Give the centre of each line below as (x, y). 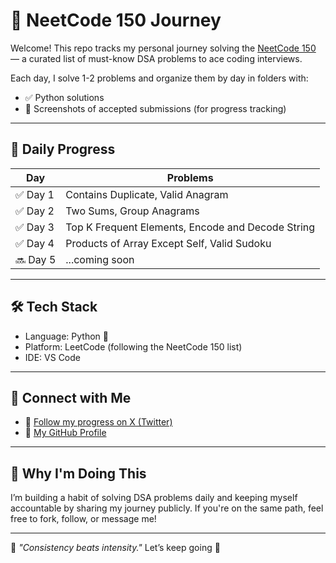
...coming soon (100, 259)
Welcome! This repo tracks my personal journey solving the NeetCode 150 (163, 48)
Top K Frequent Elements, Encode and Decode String (190, 227)
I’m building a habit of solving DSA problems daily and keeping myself (154, 498)
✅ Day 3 (35, 227)
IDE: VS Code (52, 357)
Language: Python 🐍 (66, 336)
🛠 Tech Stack (54, 307)
